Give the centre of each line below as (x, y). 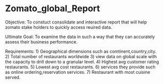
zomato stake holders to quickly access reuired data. (58, 27)
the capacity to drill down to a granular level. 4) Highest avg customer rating (82, 62)
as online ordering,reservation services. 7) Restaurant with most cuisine (78, 72)
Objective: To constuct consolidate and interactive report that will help (76, 22)
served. (13, 77)
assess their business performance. (41, 42)
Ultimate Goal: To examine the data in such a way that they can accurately (80, 37)
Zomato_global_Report (53, 9)
